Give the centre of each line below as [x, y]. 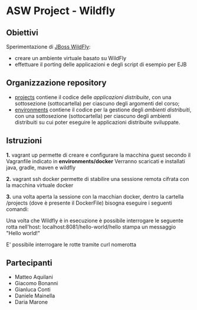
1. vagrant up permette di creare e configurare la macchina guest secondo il [98, 155]
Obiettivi [22, 33]
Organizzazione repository [56, 83]
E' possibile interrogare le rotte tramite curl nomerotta [71, 244]
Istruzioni [24, 141]
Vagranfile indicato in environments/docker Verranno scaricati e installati [96, 161]
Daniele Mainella [35, 296]
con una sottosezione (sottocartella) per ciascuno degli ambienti [93, 116]
